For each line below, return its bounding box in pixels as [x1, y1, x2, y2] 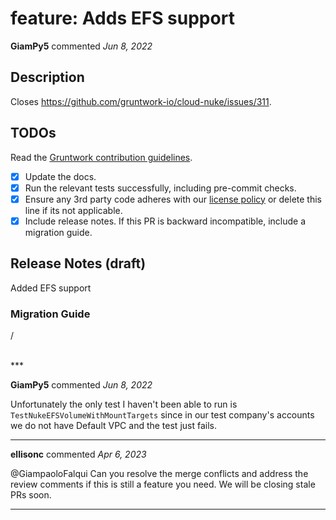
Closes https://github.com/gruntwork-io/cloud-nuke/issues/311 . [10, 95, 272, 107]
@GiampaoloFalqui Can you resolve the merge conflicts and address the [10, 467, 309, 479]
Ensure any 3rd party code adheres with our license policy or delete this [24, 193, 322, 205]
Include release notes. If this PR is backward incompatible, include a [24, 215, 307, 227]
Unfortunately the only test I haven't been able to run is [10, 398, 238, 410]
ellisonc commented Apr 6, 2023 [10, 448, 147, 460]
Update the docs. [24, 170, 97, 182]
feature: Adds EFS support [10, 7, 235, 30]
